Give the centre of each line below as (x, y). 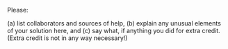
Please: (18, 10)
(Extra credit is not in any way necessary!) (67, 38)
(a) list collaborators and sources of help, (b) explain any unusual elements (114, 23)
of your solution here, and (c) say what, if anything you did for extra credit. (114, 31)
